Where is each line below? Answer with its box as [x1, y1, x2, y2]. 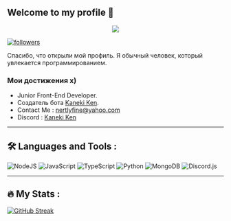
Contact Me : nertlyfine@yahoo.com [16, 106, 120, 114]
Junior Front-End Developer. [16, 91, 98, 100]
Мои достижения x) [7, 75, 77, 85]
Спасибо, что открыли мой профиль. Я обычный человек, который [7, 51, 203, 59]
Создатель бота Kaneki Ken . [16, 99, 100, 107]
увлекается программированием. [7, 58, 107, 67]
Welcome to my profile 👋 [7, 7, 114, 19]
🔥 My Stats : [7, 188, 60, 200]
